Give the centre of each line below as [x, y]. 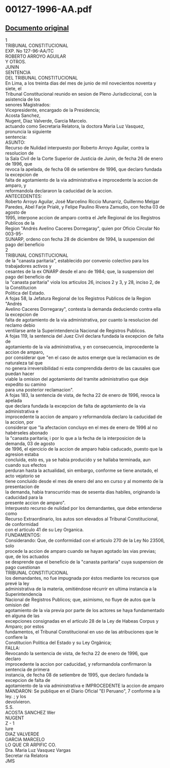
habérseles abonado [27, 433]
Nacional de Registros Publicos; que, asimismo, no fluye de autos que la [80, 599]
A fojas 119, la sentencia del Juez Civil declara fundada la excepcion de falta [84, 336]
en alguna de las [22, 616]
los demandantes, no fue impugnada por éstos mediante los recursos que [82, 578]
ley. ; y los [16, 696]
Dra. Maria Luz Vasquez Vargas [38, 750]
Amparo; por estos [25, 626]
